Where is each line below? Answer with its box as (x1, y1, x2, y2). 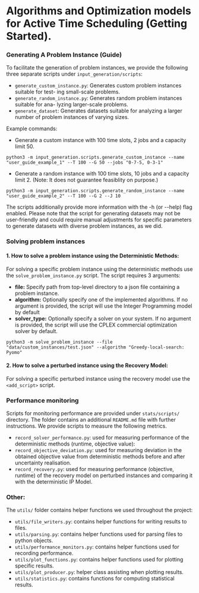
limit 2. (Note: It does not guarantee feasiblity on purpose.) (14, 177, 159, 184)
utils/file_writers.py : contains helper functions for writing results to (14, 518, 187, 525)
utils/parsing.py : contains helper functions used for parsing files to (14, 531, 183, 538)
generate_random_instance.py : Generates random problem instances (14, 95, 182, 102)
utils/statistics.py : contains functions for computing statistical (14, 575, 175, 582)
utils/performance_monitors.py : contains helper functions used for (14, 543, 179, 551)
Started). (6, 30, 52, 43)
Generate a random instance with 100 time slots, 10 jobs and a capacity (14, 170, 189, 177)
